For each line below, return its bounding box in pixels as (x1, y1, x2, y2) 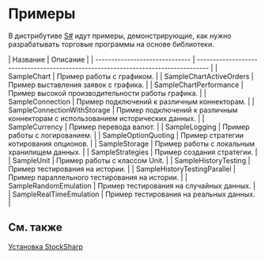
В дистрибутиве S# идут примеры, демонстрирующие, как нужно (8, 31, 232, 40)
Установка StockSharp (8, 242, 83, 251)
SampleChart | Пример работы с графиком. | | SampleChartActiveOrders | (8, 71, 255, 81)
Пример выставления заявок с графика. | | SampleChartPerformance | (8, 80, 244, 90)
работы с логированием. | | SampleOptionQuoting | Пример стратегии (8, 130, 244, 139)
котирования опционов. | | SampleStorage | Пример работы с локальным (8, 139, 256, 148)
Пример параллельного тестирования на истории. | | (8, 172, 188, 182)
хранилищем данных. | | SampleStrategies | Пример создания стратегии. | (8, 147, 259, 157)
